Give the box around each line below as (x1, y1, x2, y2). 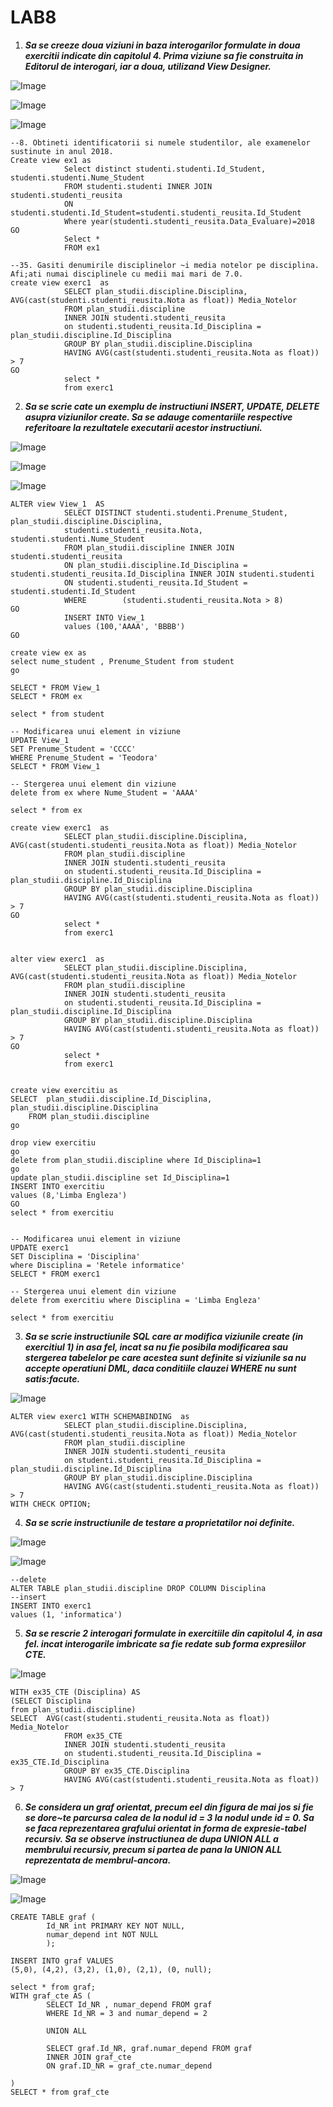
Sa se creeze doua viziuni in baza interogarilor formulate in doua (24, 39, 301, 51)
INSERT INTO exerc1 (10, 1601, 92, 1611)
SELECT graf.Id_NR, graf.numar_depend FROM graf (46, 2043, 253, 2053)
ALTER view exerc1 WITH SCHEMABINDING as (10, 1411, 190, 1421)
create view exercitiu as (10, 1085, 118, 1095)
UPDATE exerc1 (10, 1242, 70, 1253)
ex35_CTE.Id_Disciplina (10, 1757, 110, 1767)
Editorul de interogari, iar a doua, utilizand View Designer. (24, 60, 272, 72)
